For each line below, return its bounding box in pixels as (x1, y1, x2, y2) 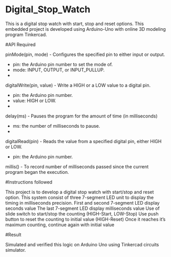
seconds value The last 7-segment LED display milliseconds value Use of (5, 205, 160, 211)
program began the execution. (5, 169, 69, 175)
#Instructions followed (5, 179, 53, 185)
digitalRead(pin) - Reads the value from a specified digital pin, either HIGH (5, 138, 162, 144)
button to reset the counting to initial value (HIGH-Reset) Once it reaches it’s (5, 216, 166, 222)
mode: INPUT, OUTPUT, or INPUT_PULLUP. (12, 67, 105, 73)
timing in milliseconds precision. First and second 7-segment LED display (5, 200, 160, 206)
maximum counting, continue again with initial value (5, 222, 115, 228)
